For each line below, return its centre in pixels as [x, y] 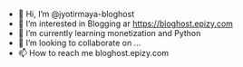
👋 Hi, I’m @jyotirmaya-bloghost [76, 14]
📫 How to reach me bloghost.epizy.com [93, 53]
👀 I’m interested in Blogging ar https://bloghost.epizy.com [126, 24]
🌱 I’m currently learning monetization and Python [109, 33]
